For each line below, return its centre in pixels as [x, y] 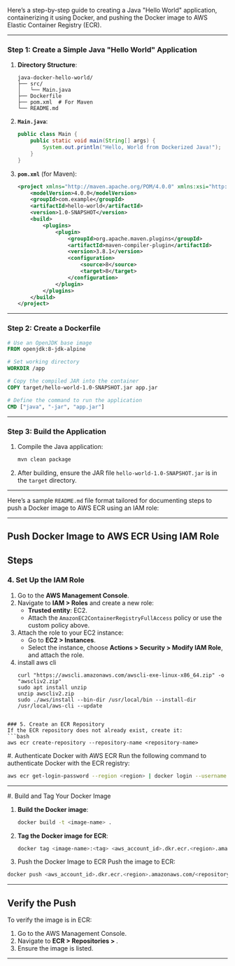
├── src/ [30, 84]
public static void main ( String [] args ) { [93, 141]
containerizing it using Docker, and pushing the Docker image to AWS [108, 18]
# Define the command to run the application [74, 400]
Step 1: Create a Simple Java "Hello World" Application [102, 50]
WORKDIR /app [26, 368]
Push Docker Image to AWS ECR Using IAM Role [113, 536]
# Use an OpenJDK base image [50, 343]
